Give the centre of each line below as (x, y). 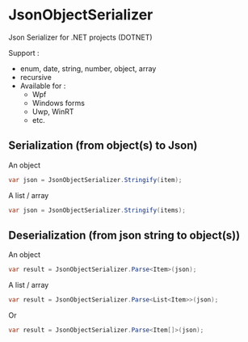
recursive (36, 77)
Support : (24, 53)
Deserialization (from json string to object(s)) (124, 235)
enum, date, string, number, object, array (88, 68)
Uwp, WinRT (53, 112)
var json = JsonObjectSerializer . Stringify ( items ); (97, 210)
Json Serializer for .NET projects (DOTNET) (80, 37)
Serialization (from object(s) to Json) (103, 146)
